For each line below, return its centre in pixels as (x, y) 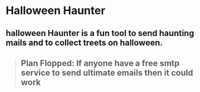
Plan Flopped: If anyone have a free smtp (100, 63)
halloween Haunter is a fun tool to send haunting (100, 33)
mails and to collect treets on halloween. (84, 42)
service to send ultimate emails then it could (107, 73)
